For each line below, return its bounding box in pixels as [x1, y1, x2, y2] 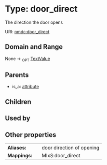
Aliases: [7, 144, 27, 151]
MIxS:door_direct [41, 152, 80, 159]
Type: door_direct [5, 3, 78, 15]
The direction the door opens [5, 19, 63, 25]
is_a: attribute [12, 84, 40, 90]
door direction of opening [41, 144, 100, 151]
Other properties [5, 131, 56, 139]
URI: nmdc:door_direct [5, 29, 50, 34]
